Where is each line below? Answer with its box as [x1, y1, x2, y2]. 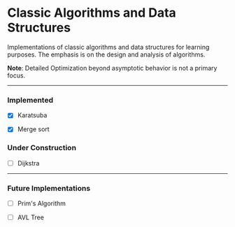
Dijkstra [17, 159, 40, 167]
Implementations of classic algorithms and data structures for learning [7, 43, 210, 51]
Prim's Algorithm [17, 199, 66, 207]
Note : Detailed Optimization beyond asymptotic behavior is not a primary [7, 64, 218, 72]
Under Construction [7, 143, 77, 153]
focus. [7, 71, 26, 80]
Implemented [7, 95, 54, 105]
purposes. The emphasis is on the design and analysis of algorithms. [7, 50, 206, 59]
